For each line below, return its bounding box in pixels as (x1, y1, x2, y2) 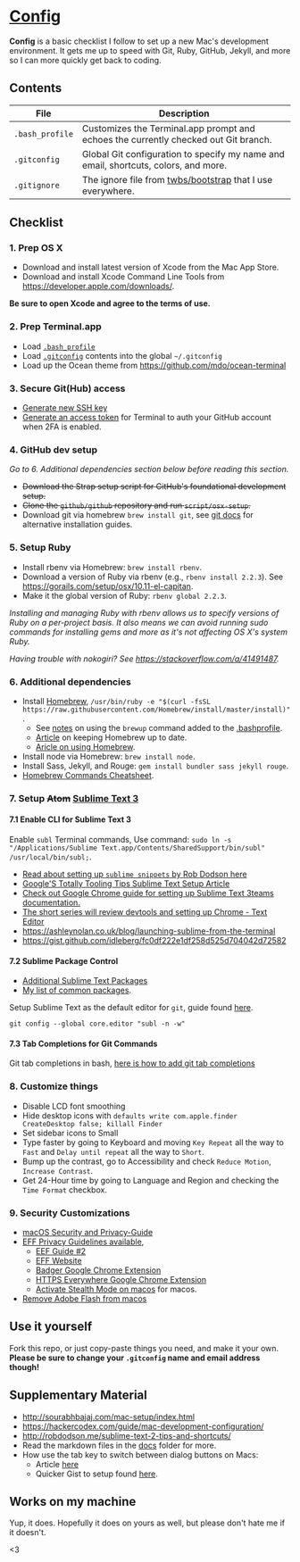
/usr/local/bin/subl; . (9, 852, 92, 862)
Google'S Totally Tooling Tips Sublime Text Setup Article (21, 878, 230, 889)
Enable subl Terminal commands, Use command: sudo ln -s (9, 835, 232, 845)
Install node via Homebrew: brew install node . (21, 751, 196, 761)
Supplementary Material (9, 1388, 147, 1403)
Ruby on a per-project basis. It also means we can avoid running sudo (9, 617, 269, 627)
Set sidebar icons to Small (21, 1127, 119, 1138)
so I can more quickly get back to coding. (9, 54, 162, 65)
